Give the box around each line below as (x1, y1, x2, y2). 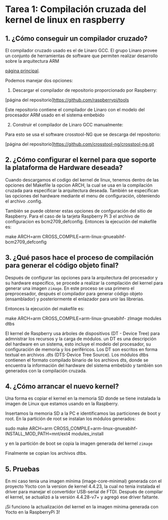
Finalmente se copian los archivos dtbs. (5, 450, 87, 456)
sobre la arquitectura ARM (5, 58, 59, 64)
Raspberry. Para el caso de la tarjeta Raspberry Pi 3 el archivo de (5, 213, 140, 219)
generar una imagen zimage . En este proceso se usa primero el (5, 285, 134, 291)
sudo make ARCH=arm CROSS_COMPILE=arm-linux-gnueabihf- (5, 425, 138, 432)
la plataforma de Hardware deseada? (5, 163, 123, 172)
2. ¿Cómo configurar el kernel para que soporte (5, 155, 156, 164)
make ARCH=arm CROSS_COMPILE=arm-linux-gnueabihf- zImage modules (5, 315, 161, 321)
